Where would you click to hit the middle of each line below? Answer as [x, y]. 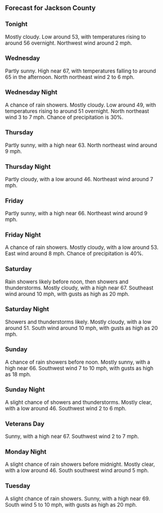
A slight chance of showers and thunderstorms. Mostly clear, [79, 403]
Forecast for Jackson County [50, 8]
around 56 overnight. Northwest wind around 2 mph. [69, 43]
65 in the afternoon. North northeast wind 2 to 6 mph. [70, 77]
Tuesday [18, 486]
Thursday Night [28, 167]
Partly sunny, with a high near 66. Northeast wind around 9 [76, 214]
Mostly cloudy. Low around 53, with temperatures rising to [75, 37]
